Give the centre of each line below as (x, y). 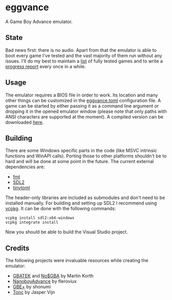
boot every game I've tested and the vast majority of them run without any (84, 55)
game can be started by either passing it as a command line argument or (82, 106)
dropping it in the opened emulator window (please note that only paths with (86, 111)
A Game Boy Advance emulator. (39, 22)
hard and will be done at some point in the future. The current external (80, 162)
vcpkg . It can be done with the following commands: (61, 209)
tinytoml (21, 188)
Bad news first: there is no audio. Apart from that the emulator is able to (81, 50)
